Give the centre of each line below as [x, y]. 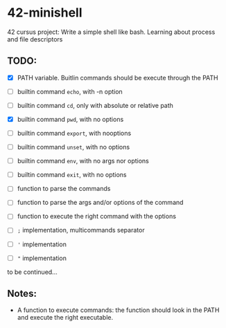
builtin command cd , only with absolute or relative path [95, 105]
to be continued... [32, 272]
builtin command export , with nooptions [74, 133]
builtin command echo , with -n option [70, 91]
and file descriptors [35, 39]
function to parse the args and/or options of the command [100, 203]
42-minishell [45, 13]
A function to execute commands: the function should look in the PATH [118, 310]
